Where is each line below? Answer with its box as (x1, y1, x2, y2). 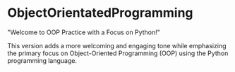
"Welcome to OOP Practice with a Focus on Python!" (7, 28, 160, 36)
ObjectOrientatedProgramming (7, 5, 193, 21)
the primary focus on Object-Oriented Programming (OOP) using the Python (7, 49, 229, 57)
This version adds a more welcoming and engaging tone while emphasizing (7, 41, 227, 50)
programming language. (7, 56, 78, 64)
